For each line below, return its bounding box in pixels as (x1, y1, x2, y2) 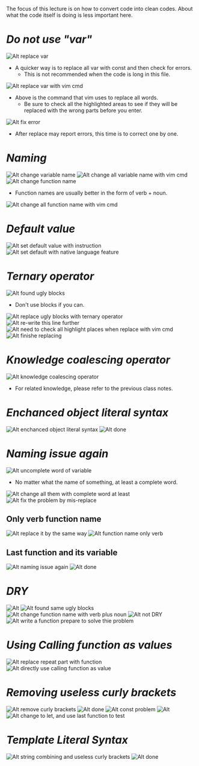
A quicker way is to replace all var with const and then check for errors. (14, 64, 192, 71)
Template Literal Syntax (6, 733, 128, 747)
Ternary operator (6, 269, 94, 283)
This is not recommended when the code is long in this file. (23, 71, 171, 78)
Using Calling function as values (6, 638, 173, 652)
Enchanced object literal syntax (6, 406, 169, 419)
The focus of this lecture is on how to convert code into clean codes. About (6, 5, 194, 12)
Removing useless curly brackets (6, 686, 177, 700)
